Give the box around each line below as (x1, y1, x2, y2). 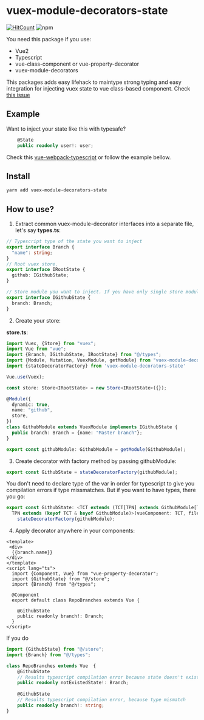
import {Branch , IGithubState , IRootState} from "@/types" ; (6, 352, 162, 358)
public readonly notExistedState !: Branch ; (17, 680, 129, 686)
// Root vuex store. (6, 261, 59, 267)
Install (6, 171, 30, 181)
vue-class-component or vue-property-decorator (15, 60, 140, 67)
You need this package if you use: (6, 35, 92, 43)
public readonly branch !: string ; (17, 702, 104, 708)
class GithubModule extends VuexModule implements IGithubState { (6, 424, 178, 430)
